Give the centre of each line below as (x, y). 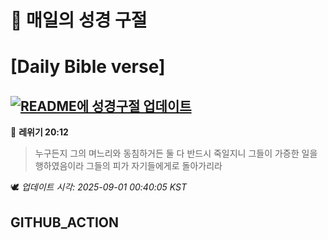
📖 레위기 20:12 (39, 132)
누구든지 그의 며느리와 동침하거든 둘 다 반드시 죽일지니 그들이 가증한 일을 (176, 153)
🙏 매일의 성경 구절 (79, 20)
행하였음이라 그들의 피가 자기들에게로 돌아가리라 (128, 166)
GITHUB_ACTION (65, 222)
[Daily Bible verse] (88, 67)
